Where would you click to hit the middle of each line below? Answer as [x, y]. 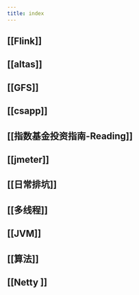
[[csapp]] [27, 111]
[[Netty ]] [27, 282]
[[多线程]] [27, 210]
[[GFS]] [23, 87]
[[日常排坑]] [32, 184]
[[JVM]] [24, 234]
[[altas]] [25, 65]
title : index [26, 13]
